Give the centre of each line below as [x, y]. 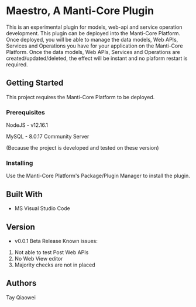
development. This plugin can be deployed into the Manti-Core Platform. [93, 33]
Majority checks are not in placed [55, 265]
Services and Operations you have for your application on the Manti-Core [94, 46]
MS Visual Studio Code [42, 208]
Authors [21, 283]
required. [17, 64]
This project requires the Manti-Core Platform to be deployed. [80, 97]
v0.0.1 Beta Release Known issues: [56, 241]
